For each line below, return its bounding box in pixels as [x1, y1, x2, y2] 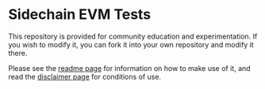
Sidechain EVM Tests [8, 6, 152, 24]
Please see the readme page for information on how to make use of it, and [8, 63, 252, 72]
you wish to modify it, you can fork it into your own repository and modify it [8, 39, 254, 49]
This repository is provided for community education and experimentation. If [8, 32, 258, 41]
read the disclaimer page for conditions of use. [8, 72, 161, 81]
